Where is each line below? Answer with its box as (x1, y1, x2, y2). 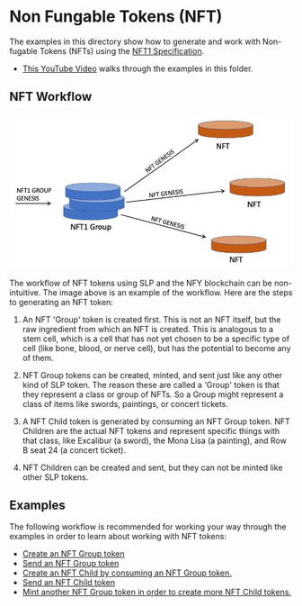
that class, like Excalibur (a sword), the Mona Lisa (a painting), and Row (22, 435, 288, 446)
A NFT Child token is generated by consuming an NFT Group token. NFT (22, 416, 290, 427)
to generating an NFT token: (9, 296, 114, 307)
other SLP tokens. (22, 471, 89, 483)
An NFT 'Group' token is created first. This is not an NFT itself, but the (22, 313, 281, 325)
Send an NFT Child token (22, 577, 116, 588)
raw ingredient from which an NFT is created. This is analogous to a (22, 323, 274, 334)
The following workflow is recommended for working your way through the (9, 521, 287, 532)
